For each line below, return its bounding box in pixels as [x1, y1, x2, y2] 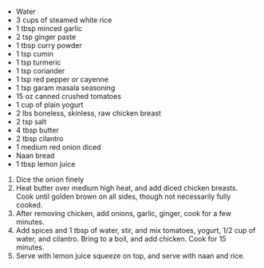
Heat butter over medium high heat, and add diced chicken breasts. [15, 183, 238, 192]
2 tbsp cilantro [15, 134, 64, 143]
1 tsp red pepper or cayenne [15, 75, 109, 84]
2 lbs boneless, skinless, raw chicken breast [15, 108, 161, 118]
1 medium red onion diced [15, 143, 101, 152]
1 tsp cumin [15, 49, 53, 58]
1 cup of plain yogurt [15, 100, 84, 109]
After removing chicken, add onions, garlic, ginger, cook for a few [15, 209, 231, 218]
